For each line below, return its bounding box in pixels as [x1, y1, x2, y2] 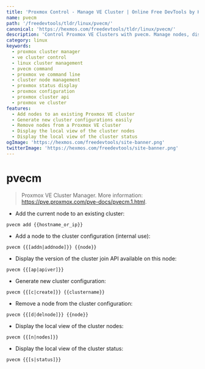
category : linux [6, 37, 48, 43]
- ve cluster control [12, 54, 67, 60]
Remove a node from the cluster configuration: [15, 299, 133, 307]
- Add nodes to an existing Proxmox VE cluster [12, 111, 135, 117]
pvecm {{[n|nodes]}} [6, 334, 59, 340]
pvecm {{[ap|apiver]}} [6, 267, 64, 273]
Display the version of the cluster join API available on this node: [15, 254, 177, 262]
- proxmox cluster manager [12, 49, 81, 55]
